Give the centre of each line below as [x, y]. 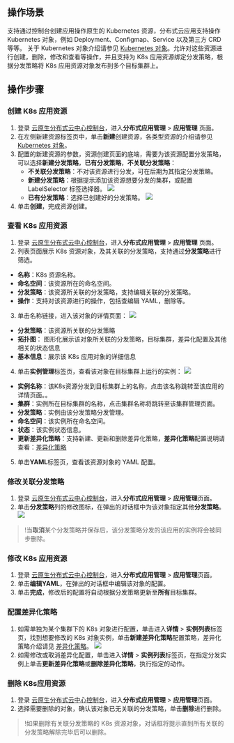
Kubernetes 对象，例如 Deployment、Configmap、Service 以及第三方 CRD [114, 39]
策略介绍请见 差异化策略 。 [55, 646]
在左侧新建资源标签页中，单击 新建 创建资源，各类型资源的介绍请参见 [115, 136]
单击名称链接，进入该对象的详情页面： [72, 315]
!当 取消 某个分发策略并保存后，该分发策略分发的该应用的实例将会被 [120, 530]
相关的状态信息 [39, 348]
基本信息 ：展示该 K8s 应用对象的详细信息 [77, 356]
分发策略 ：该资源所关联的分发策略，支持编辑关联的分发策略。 [106, 292]
